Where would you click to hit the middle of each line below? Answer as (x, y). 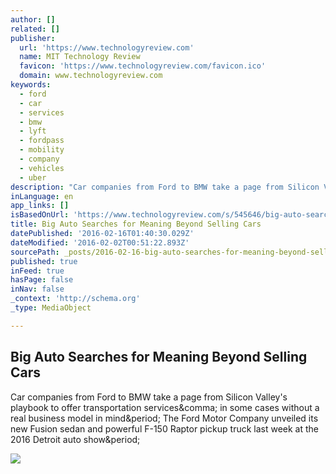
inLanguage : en (42, 196)
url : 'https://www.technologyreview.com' (107, 47)
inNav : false (37, 289)
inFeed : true (37, 271)
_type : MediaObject (51, 308)
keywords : (31, 85)
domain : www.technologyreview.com (91, 76)
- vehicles (42, 168)
